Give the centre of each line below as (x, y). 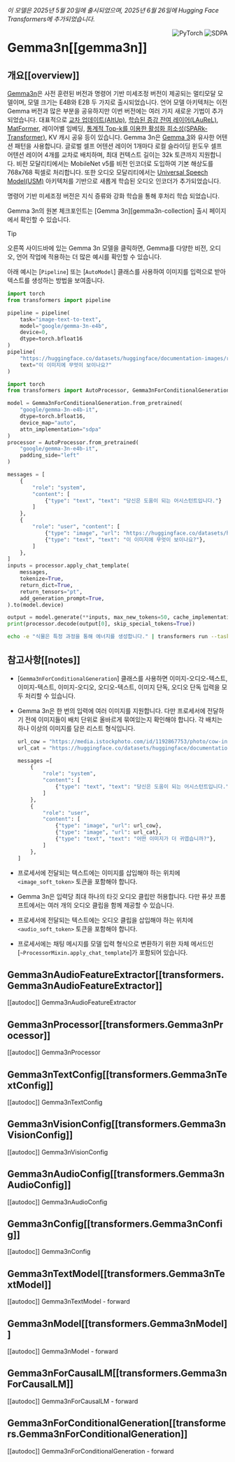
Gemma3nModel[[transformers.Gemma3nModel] (117, 1324)
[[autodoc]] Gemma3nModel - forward (63, 1351)
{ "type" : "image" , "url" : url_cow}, (108, 826)
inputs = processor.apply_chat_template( (69, 566)
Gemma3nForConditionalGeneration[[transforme (116, 1423)
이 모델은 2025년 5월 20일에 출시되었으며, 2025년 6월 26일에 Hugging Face (113, 10)
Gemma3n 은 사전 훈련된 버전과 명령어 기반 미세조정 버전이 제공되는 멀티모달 (112, 94)
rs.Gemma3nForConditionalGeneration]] (98, 1434)
